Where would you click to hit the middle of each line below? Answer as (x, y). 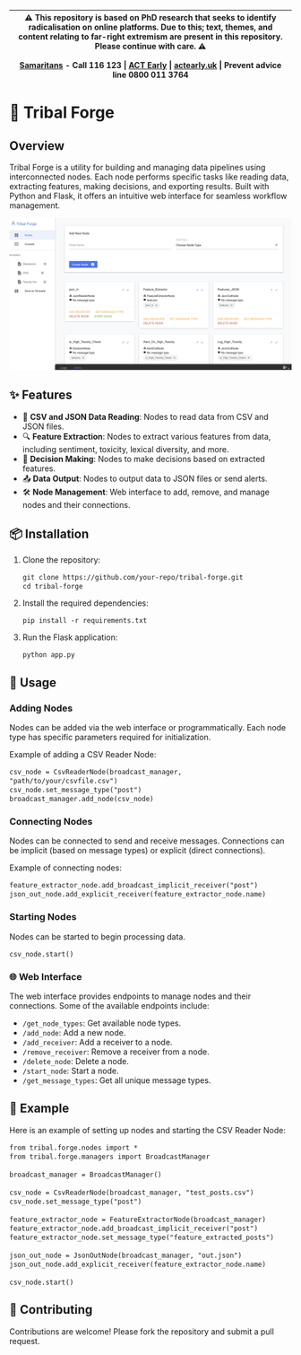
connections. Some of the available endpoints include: (109, 1005)
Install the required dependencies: (86, 603)
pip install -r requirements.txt (85, 621)
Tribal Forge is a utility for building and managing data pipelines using (138, 167)
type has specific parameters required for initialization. (110, 738)
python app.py (48, 655)
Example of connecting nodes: (66, 868)
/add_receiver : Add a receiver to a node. (97, 1042)
